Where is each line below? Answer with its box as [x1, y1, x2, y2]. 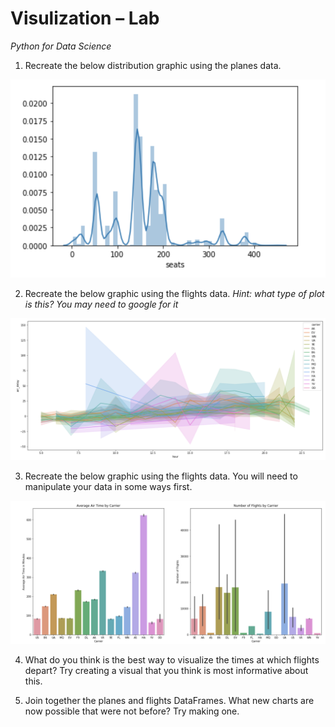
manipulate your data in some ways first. [24, 481, 193, 493]
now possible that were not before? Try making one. [24, 705, 240, 717]
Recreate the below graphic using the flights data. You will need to [24, 470, 298, 482]
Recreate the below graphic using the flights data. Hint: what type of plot [24, 287, 325, 299]
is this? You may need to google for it [24, 298, 179, 310]
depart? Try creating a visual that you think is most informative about [24, 664, 309, 676]
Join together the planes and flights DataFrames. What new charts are [24, 694, 315, 706]
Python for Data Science [10, 40, 112, 52]
